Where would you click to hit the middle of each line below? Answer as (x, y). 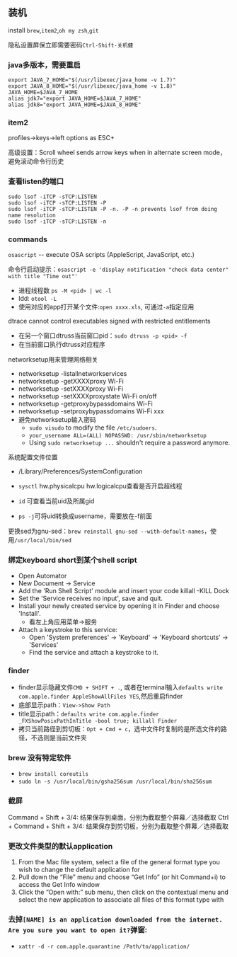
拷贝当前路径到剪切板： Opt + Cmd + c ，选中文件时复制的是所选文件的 (120, 728)
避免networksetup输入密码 (57, 419)
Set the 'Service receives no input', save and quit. (91, 598)
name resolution (32, 215)
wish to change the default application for (79, 870)
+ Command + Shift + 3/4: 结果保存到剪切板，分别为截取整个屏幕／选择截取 (118, 826)
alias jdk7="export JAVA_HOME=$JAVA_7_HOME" (75, 99)
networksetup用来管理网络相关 (53, 359)
